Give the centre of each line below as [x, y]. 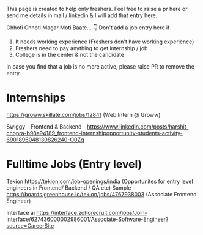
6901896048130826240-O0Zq [45, 140]
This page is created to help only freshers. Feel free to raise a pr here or [97, 9]
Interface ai [21, 212]
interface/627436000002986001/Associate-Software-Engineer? [87, 219]
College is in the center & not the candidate [69, 55]
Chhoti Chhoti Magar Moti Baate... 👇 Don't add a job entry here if [88, 28]
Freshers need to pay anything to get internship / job [81, 48]
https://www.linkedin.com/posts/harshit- [138, 126]
